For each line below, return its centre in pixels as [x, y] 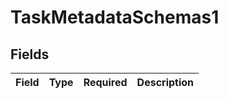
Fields [30, 54]
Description [165, 82]
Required [105, 82]
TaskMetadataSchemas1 [115, 17]
